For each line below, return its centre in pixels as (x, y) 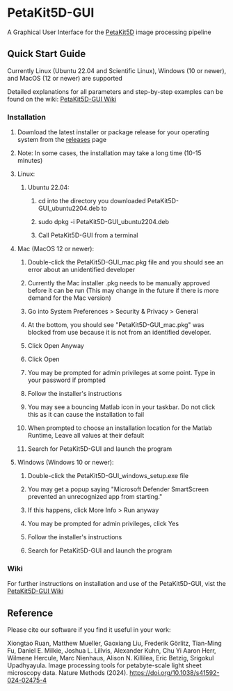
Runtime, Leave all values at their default (86, 436)
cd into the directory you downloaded (92, 201)
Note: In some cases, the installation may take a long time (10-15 (109, 153)
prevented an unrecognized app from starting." (95, 497)
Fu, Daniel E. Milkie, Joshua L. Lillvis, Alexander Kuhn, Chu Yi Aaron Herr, (112, 651)
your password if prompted (67, 380)
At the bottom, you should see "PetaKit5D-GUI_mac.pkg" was (116, 325)
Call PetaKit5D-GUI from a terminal (88, 235)
